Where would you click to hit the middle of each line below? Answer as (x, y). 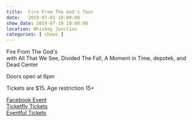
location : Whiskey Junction (42, 29)
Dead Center (22, 65)
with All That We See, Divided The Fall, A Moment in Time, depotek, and (96, 58)
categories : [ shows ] (35, 35)
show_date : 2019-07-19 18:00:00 (47, 23)
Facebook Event (26, 100)
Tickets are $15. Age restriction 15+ (50, 88)
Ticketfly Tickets (27, 106)
